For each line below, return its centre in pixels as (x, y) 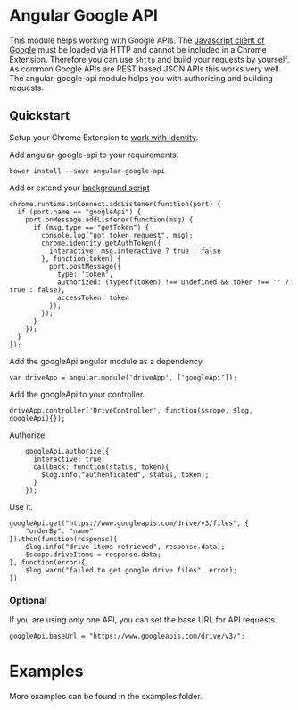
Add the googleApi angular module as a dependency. (107, 361)
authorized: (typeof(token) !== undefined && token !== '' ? (173, 282)
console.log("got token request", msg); (117, 235)
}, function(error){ (48, 562)
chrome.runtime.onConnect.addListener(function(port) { (115, 204)
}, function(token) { (82, 259)
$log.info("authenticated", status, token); (125, 474)
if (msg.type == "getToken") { (91, 227)
